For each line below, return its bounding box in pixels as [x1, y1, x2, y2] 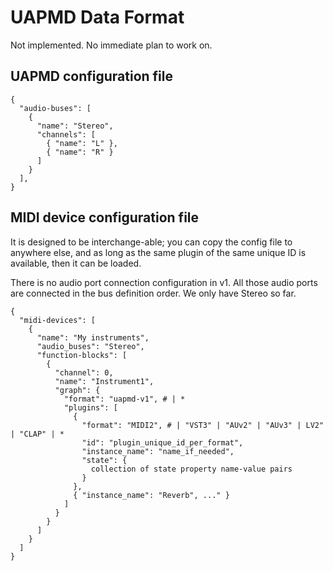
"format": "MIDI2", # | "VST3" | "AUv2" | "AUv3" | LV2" [81, 420, 325, 430]
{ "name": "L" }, [46, 138, 118, 148]
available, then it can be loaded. [10, 257, 142, 269]
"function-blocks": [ [36, 350, 128, 360]
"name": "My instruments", [36, 332, 150, 343]
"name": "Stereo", [36, 121, 114, 131]
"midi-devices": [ [19, 315, 97, 325]
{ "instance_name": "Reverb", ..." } [73, 490, 230, 500]
